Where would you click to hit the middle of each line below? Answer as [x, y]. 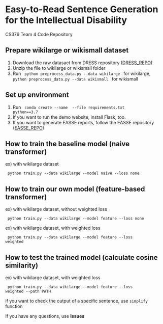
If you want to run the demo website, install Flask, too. [69, 117]
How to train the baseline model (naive [67, 144]
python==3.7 [25, 112]
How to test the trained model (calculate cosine [82, 258]
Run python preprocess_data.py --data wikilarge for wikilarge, [81, 73]
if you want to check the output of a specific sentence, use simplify [77, 301]
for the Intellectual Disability [66, 20]
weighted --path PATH [28, 291]
